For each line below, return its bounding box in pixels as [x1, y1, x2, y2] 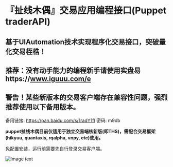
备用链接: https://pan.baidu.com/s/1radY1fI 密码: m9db [5, 117, 120, 123]
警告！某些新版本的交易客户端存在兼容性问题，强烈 [5, 93, 168, 102]
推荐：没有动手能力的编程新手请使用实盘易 [5, 66, 141, 75]
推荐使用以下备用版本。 [5, 103, 80, 112]
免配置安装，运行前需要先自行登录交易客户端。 [5, 145, 105, 152]
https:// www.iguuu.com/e [5, 74, 91, 83]
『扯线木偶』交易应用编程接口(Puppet [5, 5, 167, 16]
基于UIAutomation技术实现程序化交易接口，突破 [5, 37, 160, 46]
